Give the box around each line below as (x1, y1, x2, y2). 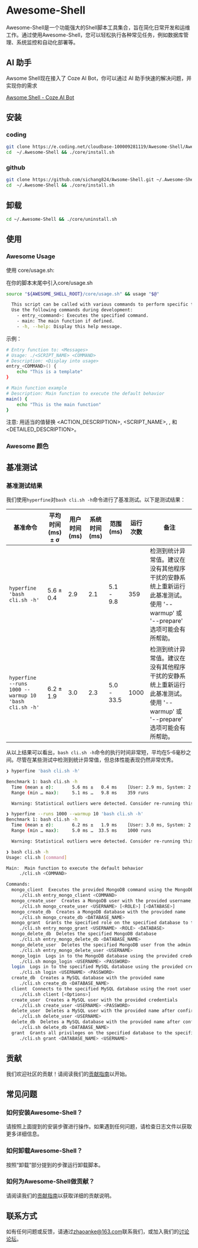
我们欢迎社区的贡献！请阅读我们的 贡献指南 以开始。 (6, 1070, 130, 1077)
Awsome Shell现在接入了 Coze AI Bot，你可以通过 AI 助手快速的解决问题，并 (6, 75, 192, 82)
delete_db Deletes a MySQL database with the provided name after (11, 1019, 181, 1025)
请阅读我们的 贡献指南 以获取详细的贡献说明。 (6, 1192, 115, 1199)
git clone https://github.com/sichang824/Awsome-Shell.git (6, 177, 154, 183)
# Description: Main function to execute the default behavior (6, 390, 165, 397)
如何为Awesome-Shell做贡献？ (6, 1178, 95, 1186)
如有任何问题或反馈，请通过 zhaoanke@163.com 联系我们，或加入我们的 (6, 1228, 179, 1235)
